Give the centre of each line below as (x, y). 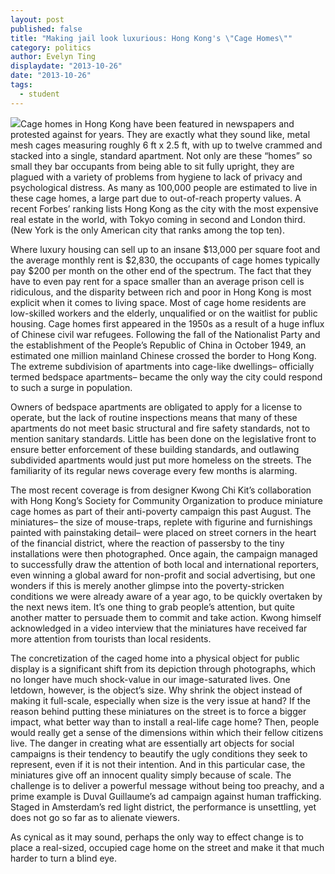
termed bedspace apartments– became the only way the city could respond (166, 377)
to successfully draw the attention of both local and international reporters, (165, 564)
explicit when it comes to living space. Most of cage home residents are (158, 302)
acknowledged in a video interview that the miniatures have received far (159, 628)
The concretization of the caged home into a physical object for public (155, 658)
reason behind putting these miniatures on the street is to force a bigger (158, 711)
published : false (46, 29)
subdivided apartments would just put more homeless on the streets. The (161, 460)
